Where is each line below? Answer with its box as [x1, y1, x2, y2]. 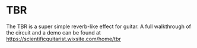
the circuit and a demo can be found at [6, 29, 101, 36]
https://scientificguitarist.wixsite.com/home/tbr [6, 35, 122, 42]
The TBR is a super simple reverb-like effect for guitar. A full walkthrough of [6, 23, 192, 30]
